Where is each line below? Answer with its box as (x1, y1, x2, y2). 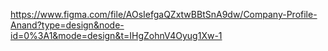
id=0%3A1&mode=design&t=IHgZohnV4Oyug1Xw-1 (10, 30, 223, 41)
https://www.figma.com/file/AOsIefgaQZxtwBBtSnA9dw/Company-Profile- (10, 9, 318, 20)
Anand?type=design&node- (10, 19, 125, 31)
